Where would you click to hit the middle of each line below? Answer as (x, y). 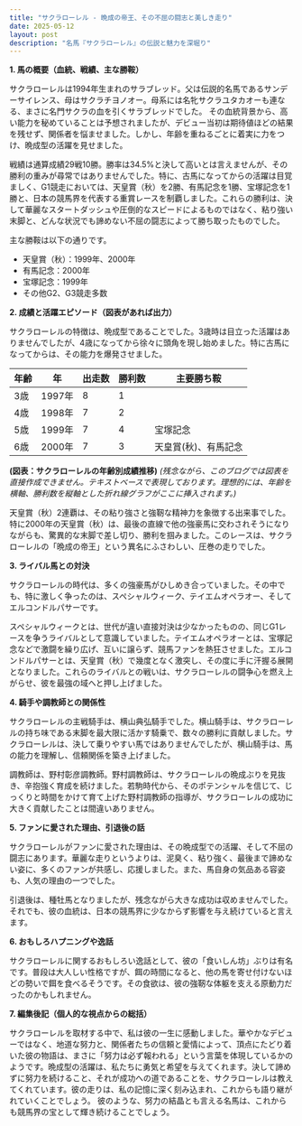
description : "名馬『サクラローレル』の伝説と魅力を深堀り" (110, 43)
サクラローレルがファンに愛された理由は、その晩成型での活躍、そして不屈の (151, 847)
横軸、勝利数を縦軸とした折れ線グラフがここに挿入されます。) (123, 494)
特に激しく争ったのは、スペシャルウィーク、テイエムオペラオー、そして (158, 596)
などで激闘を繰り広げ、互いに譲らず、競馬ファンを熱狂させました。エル (151, 649)
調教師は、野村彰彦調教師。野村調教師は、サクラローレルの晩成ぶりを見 (143, 775)
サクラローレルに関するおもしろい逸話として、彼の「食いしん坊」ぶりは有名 (151, 961)
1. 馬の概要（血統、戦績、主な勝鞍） (77, 70)
